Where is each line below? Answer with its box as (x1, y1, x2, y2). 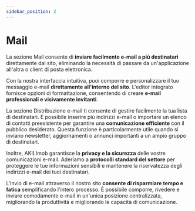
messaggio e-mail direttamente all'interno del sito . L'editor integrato (6, 83, 173, 90)
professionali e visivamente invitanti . (6, 96, 98, 103)
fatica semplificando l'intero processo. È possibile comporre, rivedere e (6, 186, 180, 193)
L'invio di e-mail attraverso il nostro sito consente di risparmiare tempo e (6, 179, 184, 186)
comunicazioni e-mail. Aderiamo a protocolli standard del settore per (6, 156, 175, 163)
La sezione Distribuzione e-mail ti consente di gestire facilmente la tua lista (6, 107, 187, 114)
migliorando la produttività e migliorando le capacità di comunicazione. (6, 198, 178, 205)
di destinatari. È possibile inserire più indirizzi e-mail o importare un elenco (6, 113, 187, 120)
